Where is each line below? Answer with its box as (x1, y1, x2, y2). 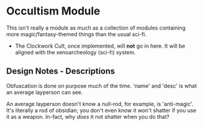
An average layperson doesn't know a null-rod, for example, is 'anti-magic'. (6, 100, 194, 107)
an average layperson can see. (6, 89, 83, 96)
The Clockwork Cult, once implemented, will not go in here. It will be (14, 42, 185, 49)
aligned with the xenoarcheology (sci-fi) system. (14, 48, 136, 55)
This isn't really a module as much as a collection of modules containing (6, 24, 186, 31)
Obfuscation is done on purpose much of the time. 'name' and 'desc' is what (6, 82, 198, 89)
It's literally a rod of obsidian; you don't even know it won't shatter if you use (6, 107, 196, 114)
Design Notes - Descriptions (6, 66, 115, 77)
